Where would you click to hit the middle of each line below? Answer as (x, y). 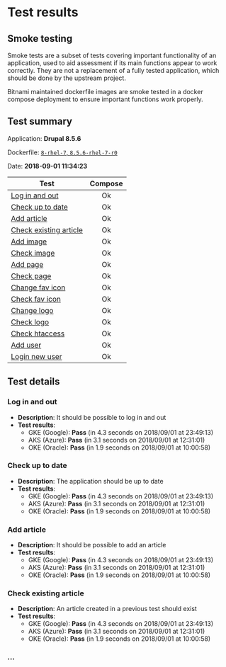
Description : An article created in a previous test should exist (107, 609)
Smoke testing (40, 39)
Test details (34, 382)
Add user (26, 345)
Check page (31, 275)
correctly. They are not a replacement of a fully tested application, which (113, 70)
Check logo (30, 321)
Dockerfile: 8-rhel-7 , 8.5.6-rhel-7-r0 (63, 152)
